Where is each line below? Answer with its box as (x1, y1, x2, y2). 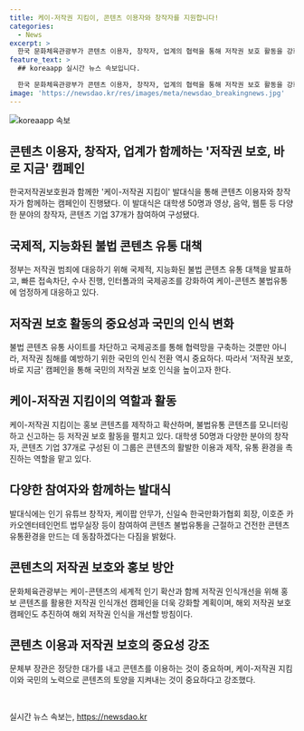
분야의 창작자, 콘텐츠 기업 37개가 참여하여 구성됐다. (18, 210, 200, 220)
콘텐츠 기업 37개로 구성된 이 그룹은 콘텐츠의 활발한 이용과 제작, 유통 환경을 (21, 442, 284, 453)
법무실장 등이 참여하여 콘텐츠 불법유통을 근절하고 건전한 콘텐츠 (69, 519, 290, 531)
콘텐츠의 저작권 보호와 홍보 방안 (9, 560, 175, 576)
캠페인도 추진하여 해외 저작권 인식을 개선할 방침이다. (9, 609, 193, 619)
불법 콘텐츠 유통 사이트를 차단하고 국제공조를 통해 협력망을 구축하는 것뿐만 (9, 342, 271, 353)
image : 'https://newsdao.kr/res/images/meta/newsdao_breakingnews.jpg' (9, 88, 285, 98)
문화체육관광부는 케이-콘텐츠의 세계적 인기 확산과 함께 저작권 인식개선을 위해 (9, 586, 279, 597)
